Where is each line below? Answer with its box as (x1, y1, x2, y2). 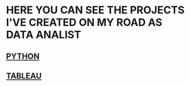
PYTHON (6, 51, 40, 61)
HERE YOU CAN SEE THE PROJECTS (6, 3, 185, 17)
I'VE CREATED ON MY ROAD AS (6, 16, 163, 29)
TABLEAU (6, 71, 42, 81)
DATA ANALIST (6, 28, 81, 41)
